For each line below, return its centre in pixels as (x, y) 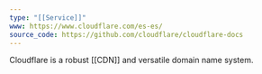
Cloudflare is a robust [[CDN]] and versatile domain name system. (131, 60)
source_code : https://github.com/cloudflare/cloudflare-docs (126, 34)
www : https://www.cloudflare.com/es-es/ (86, 26)
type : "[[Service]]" (48, 18)
